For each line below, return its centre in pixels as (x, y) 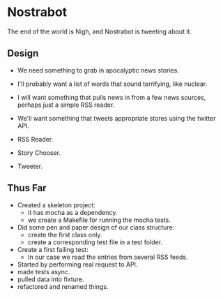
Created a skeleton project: (56, 205)
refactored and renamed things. (63, 286)
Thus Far (27, 188)
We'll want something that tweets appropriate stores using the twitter (116, 118)
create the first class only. (65, 234)
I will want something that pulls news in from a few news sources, (111, 97)
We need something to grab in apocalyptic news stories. (98, 70)
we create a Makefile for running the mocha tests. (99, 220)
